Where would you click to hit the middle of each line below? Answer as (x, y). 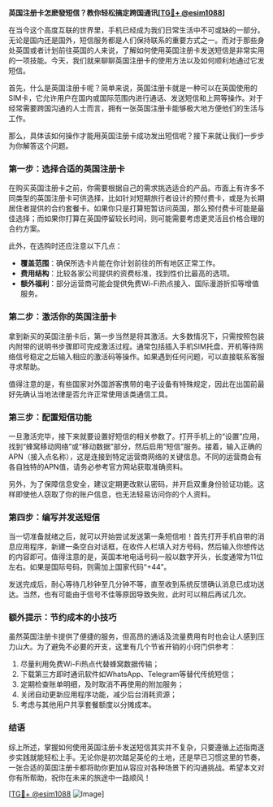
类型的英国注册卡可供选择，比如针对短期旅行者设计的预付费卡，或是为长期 (140, 198)
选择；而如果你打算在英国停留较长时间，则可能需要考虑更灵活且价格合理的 (140, 219)
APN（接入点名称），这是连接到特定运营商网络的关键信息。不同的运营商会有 (135, 456)
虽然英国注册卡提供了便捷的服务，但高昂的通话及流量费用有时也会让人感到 (133, 636)
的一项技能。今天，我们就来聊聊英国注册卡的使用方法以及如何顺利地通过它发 (136, 61)
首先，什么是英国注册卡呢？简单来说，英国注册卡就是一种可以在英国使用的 (133, 88)
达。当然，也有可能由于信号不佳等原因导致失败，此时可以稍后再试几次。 (129, 594)
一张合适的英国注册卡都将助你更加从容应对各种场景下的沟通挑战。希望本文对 (136, 767)
